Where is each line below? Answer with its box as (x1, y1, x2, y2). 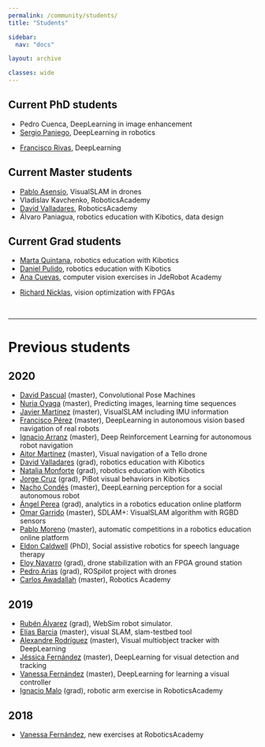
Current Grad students (8, 235, 121, 249)
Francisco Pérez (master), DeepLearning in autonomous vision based (19, 415, 245, 425)
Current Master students (8, 166, 132, 179)
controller (19, 678, 51, 687)
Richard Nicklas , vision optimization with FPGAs (19, 287, 175, 297)
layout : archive (8, 54, 62, 63)
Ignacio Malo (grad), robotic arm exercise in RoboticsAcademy (19, 686, 223, 696)
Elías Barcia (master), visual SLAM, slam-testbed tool (19, 627, 192, 636)
